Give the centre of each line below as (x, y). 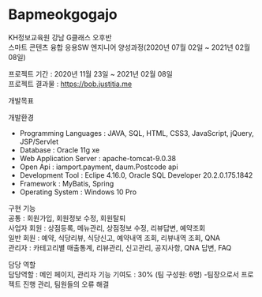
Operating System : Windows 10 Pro (78, 192)
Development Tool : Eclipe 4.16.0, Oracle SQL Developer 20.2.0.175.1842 (136, 175)
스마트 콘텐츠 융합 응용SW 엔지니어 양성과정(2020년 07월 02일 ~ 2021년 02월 (129, 47)
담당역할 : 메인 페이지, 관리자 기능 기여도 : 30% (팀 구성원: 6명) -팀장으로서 (124, 274)
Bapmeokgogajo (63, 15)
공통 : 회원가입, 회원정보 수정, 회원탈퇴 (67, 218)
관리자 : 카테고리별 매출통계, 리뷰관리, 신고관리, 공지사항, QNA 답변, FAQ (120, 247)
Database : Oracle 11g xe (60, 150)
